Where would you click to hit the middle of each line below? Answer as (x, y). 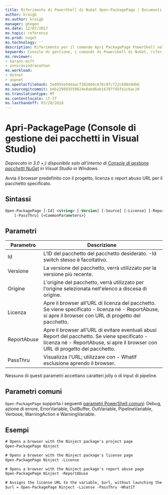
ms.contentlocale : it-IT (31, 98)
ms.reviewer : (19, 56)
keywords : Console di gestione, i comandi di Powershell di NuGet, (77, 52)
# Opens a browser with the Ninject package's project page (69, 442)
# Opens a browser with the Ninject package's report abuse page (74, 469)
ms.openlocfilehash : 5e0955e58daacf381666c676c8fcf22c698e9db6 (72, 84)
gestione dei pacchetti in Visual (72, 139)
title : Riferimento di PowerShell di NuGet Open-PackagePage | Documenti (84, 10)
